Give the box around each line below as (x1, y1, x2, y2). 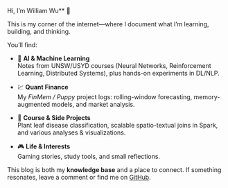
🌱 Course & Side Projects (17, 114, 91, 121)
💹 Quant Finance (17, 83, 69, 91)
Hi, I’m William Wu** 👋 (7, 7, 71, 15)
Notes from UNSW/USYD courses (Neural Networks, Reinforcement (17, 62, 211, 69)
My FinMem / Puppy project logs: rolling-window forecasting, (17, 93, 193, 101)
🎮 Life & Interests (17, 142, 71, 151)
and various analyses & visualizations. (17, 128, 126, 137)
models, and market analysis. (51, 101, 135, 108)
